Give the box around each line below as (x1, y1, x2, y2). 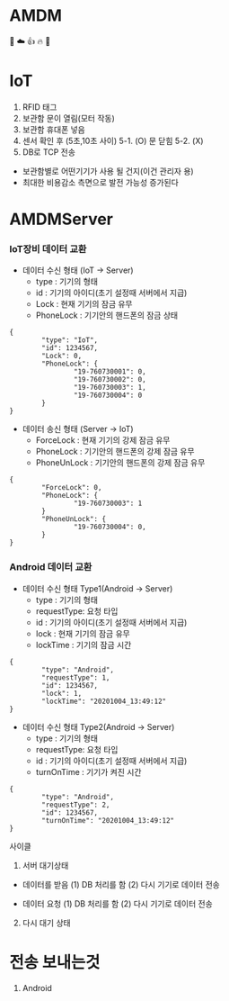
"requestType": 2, (41, 800, 110, 809)
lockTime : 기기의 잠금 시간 (35, 639, 132, 650)
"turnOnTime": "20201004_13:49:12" (41, 816, 175, 825)
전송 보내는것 (9, 951, 101, 972)
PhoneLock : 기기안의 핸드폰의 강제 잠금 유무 (35, 446, 195, 457)
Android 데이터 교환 (9, 561, 92, 573)
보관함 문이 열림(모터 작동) (22, 113, 115, 123)
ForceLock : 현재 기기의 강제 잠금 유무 (35, 435, 171, 446)
